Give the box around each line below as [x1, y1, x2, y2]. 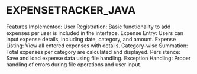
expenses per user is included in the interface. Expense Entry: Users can [6, 29, 183, 36]
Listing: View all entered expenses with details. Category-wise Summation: [6, 42, 188, 49]
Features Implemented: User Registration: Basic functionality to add [6, 23, 171, 30]
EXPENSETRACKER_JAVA [6, 4, 136, 17]
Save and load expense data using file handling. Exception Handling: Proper [6, 54, 191, 62]
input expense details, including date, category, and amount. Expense [6, 36, 176, 43]
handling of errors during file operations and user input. [6, 60, 142, 68]
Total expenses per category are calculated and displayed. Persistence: [6, 48, 180, 55]
